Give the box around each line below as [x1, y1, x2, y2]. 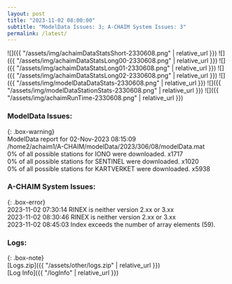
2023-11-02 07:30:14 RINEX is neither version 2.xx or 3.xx [7, 205, 174, 214]
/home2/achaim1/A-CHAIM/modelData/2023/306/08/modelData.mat [7, 142, 205, 151]
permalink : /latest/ [7, 29, 68, 37]
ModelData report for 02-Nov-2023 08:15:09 [7, 135, 137, 143]
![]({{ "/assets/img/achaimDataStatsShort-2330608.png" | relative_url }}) [7, 49, 217, 58]
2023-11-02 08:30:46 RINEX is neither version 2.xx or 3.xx [7, 212, 177, 221]
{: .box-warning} [7, 127, 55, 135]
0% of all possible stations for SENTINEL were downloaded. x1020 [7, 157, 200, 165]
